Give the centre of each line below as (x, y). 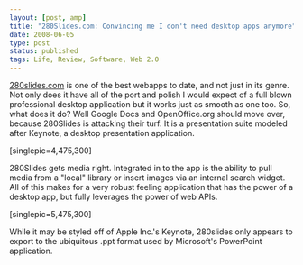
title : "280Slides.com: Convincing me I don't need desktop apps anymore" (153, 26)
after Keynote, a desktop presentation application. (102, 133)
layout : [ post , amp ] (48, 18)
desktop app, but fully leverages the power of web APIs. (114, 196)
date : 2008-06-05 (42, 34)
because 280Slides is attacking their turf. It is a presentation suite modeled (149, 123)
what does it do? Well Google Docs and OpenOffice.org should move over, (147, 114)
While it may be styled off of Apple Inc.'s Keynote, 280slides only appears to (151, 232)
